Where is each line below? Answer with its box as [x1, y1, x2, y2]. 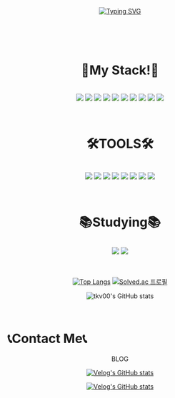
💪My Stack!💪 [81, 62, 159, 78]
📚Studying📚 [79, 214, 161, 230]
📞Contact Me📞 [7, 331, 87, 347]
